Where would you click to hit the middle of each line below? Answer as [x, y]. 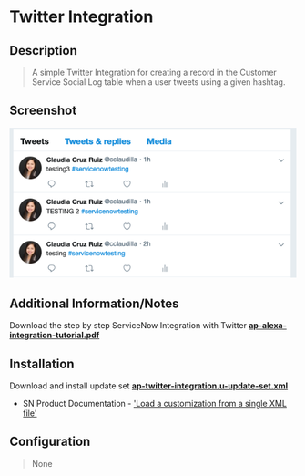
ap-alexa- [268, 326]
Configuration [50, 442]
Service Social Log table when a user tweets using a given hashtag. [158, 82]
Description [43, 51]
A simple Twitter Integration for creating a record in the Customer [154, 72]
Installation [42, 363]
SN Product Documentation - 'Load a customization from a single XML [154, 404]
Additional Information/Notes [94, 303]
